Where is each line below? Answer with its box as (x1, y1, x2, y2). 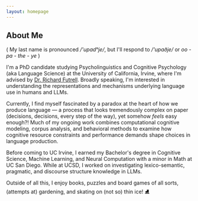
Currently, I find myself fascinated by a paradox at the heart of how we (6, 100, 178, 107)
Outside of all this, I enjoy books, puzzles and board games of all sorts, (6, 179, 179, 186)
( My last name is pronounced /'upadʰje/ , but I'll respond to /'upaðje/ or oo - (6, 46, 191, 53)
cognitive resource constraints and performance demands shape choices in (6, 131, 191, 139)
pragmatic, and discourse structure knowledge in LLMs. (6, 168, 142, 175)
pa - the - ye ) (6, 52, 40, 60)
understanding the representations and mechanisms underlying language (6, 83, 185, 90)
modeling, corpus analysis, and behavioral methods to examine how (6, 125, 172, 133)
